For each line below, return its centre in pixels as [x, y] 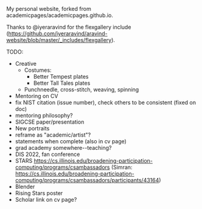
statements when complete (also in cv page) [71, 141]
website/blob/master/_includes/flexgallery [59, 40]
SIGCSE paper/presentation [50, 122]
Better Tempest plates [61, 76]
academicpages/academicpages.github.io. [60, 15]
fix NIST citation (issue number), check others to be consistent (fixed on [106, 102]
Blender [25, 186]
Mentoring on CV [37, 96]
